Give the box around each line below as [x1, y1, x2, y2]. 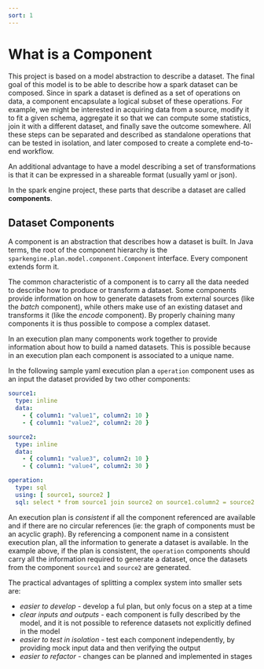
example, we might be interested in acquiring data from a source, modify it [8, 104, 250, 114]
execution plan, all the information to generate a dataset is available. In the [8, 537, 249, 547]
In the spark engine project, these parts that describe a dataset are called [8, 185, 246, 195]
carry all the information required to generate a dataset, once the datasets [8, 554, 248, 564]
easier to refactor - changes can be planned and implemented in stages [19, 651, 253, 660]
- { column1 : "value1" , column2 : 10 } [22, 411, 149, 419]
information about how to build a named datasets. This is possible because [8, 342, 251, 352]
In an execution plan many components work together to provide [8, 334, 218, 344]
